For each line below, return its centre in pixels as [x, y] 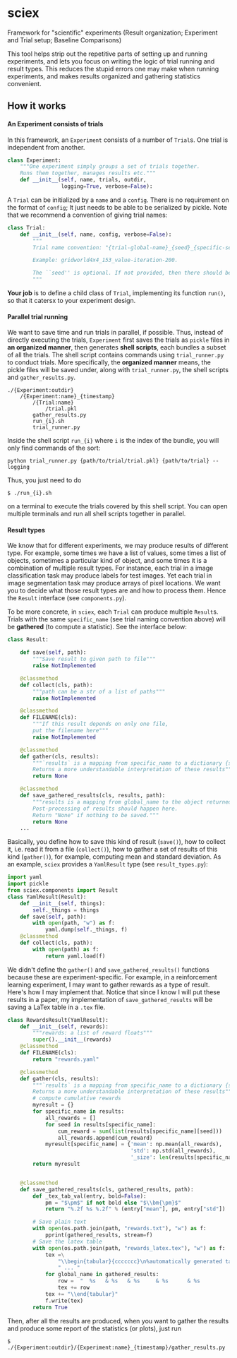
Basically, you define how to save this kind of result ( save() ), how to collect [116, 842]
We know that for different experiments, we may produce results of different [118, 546]
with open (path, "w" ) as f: [74, 923]
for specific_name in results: [79, 1112]
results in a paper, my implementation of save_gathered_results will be [110, 999]
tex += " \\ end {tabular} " [81, 1294]
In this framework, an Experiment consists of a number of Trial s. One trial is [118, 140]
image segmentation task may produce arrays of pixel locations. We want [114, 583]
